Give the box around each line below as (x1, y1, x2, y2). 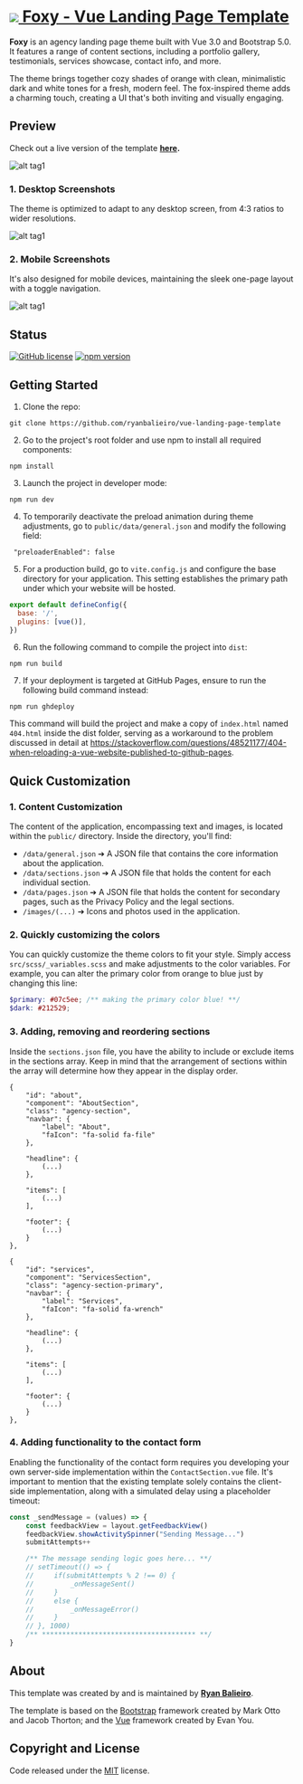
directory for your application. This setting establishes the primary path (22, 573, 289, 584)
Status (9, 327, 48, 342)
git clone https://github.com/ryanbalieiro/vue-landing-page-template (9, 418, 281, 427)
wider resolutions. (9, 213, 77, 224)
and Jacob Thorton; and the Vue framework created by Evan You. (9, 1714, 255, 1725)
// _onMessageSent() (25, 1579, 136, 1588)
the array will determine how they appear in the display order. (9, 1065, 239, 1076)
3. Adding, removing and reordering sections (9, 1026, 211, 1038)
